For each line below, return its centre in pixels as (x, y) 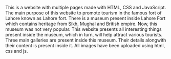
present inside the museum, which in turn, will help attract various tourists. (84, 35)
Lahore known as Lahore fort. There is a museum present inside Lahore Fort (85, 18)
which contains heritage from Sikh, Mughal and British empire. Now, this (81, 24)
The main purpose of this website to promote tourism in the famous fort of (84, 13)
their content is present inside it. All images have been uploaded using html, (85, 45)
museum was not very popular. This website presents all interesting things (84, 29)
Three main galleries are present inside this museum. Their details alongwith (86, 40)
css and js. (17, 51)
